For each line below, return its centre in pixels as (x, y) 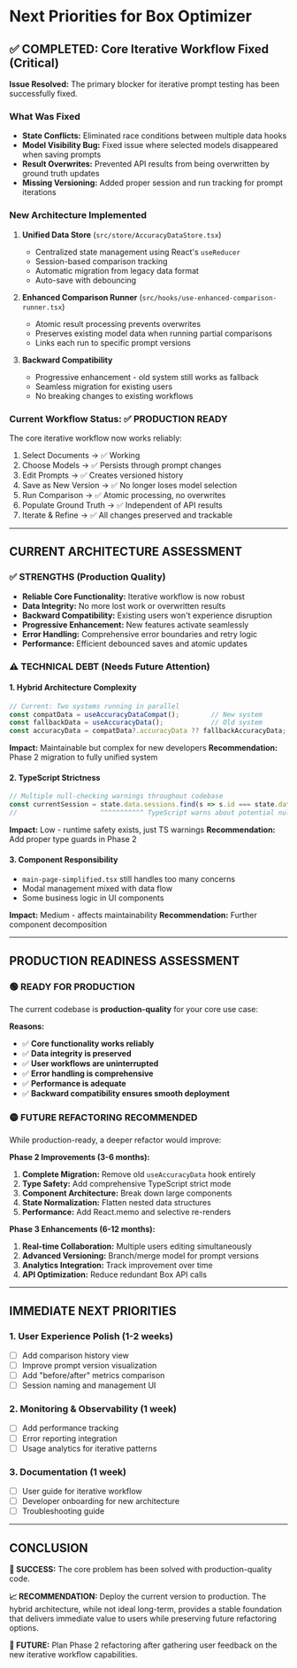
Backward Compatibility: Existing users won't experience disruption (147, 615)
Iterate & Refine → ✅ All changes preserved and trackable (127, 515)
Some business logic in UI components (93, 898)
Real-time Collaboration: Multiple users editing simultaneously (137, 1246)
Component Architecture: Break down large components (127, 1193)
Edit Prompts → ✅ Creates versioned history (103, 475)
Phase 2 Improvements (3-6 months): (80, 1157)
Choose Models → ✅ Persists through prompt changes (122, 465)
